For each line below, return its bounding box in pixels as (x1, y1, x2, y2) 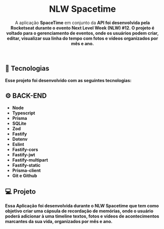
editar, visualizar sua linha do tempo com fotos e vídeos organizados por (7, 35, 158, 41)
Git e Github (12, 172, 37, 178)
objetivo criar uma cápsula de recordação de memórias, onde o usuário (5, 208, 154, 214)
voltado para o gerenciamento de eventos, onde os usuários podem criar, (6, 30, 159, 36)
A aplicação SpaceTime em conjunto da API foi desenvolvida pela (15, 20, 150, 26)
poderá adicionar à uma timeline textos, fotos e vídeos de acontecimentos (5, 213, 160, 219)
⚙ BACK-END (5, 92, 47, 100)
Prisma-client (12, 167, 41, 173)
